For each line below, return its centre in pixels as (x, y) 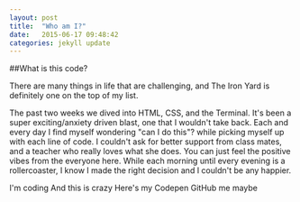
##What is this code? (49, 69)
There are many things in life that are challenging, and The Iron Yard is (140, 86)
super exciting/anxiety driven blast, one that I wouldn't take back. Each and (149, 123)
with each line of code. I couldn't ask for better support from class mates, (145, 142)
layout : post (34, 18)
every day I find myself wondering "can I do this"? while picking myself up (147, 133)
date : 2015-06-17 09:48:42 (64, 34)
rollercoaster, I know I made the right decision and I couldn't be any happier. (150, 170)
